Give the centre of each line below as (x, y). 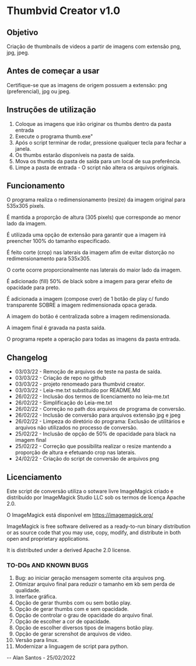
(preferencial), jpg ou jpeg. (38, 91)
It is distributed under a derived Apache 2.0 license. (69, 550)
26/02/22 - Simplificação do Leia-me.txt (64, 403)
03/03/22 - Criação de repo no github (61, 378)
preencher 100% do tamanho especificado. (59, 241)
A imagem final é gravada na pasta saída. (56, 328)
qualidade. (28, 591)
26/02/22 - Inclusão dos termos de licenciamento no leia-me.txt (92, 397)
